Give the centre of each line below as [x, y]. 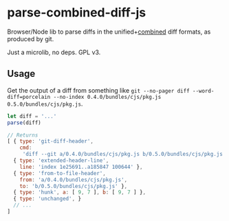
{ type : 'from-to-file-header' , [60, 173]
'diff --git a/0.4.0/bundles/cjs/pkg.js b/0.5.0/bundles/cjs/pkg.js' [124, 154]
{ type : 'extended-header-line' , [61, 161]
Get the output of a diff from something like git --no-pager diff [99, 90]
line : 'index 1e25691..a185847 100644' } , [81, 167]
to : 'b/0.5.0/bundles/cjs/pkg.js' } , [74, 186]
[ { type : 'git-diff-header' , [51, 141]
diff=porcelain [29, 97]
